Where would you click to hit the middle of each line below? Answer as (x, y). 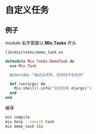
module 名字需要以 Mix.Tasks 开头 (41, 43)
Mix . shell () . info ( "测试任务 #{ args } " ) (53, 88)
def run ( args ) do (28, 84)
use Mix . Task (23, 66)
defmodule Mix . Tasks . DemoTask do (40, 61)
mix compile (17, 117)
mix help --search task (30, 122)
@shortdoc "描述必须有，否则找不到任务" (47, 75)
